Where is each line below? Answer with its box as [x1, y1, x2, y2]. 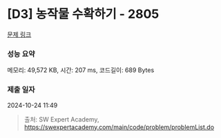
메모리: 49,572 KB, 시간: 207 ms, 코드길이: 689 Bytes [7, 66, 155, 74]
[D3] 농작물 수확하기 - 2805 [7, 6, 160, 22]
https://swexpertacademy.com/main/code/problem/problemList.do [23, 123, 215, 131]
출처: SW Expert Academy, [23, 115, 99, 124]
